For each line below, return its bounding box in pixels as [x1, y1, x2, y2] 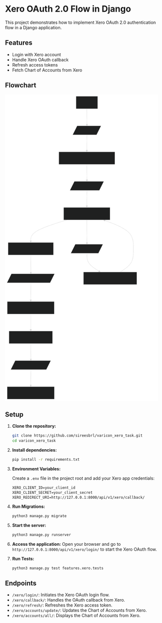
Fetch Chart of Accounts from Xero [12, 67, 82, 73]
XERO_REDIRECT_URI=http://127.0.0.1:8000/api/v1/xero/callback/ [12, 495, 145, 500]
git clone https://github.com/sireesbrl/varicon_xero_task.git [12, 433, 143, 438]
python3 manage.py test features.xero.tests [12, 566, 104, 571]
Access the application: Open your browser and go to [12, 541, 121, 547]
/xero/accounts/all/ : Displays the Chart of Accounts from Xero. [12, 613, 141, 619]
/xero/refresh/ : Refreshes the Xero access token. [12, 602, 113, 608]
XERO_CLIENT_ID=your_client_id [12, 485, 76, 490]
